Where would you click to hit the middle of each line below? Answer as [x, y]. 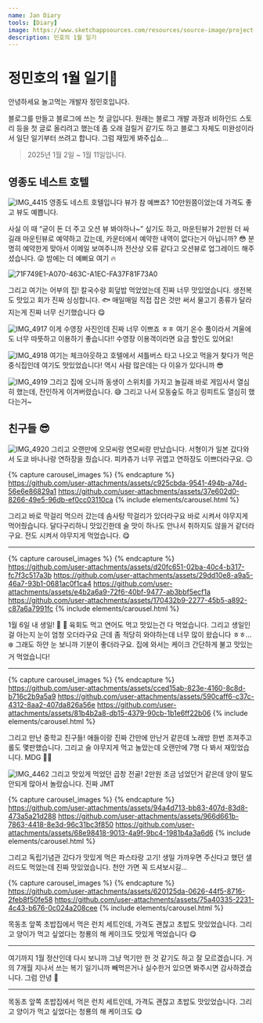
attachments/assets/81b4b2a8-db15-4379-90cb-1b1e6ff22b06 [110, 713]
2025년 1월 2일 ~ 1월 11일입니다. [77, 155]
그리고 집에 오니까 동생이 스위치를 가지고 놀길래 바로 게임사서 [142, 382]
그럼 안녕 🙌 [41, 977]
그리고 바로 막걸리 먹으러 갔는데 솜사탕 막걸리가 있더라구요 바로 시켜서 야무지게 [128, 516]
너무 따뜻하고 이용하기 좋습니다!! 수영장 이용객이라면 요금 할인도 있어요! [124, 339]
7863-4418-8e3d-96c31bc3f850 [61, 824]
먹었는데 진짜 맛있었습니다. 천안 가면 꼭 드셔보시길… [108, 867]
